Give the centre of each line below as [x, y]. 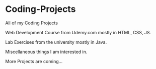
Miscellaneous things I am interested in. [46, 52]
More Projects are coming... [34, 61]
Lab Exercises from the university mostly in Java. [56, 42]
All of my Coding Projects [31, 23]
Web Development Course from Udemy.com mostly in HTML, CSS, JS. [78, 32]
